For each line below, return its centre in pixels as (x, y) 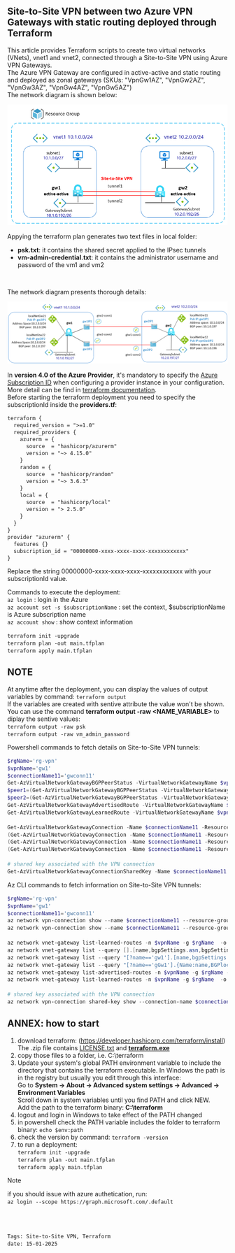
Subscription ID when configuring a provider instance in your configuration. (116, 382)
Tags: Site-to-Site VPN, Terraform (59, 1236)
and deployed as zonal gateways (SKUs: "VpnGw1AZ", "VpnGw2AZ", (106, 80)
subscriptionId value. (37, 578)
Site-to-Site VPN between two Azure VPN (100, 12)
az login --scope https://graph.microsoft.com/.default (90, 1202)
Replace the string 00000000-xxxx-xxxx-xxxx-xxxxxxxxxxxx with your (109, 571)
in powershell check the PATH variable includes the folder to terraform (119, 1122)
